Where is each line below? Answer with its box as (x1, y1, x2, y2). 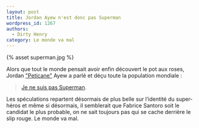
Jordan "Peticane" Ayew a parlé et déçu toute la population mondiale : (6, 72, 183, 79)
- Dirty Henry (12, 32, 47, 38)
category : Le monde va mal (6, 37, 75, 43)
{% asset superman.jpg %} (6, 54, 74, 61)
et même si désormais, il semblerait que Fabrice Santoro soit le (22, 102, 180, 109)
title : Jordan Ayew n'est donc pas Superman (6, 15, 121, 21)
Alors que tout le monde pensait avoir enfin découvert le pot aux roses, (6, 66, 184, 73)
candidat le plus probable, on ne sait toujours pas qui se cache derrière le (6, 109, 191, 115)
